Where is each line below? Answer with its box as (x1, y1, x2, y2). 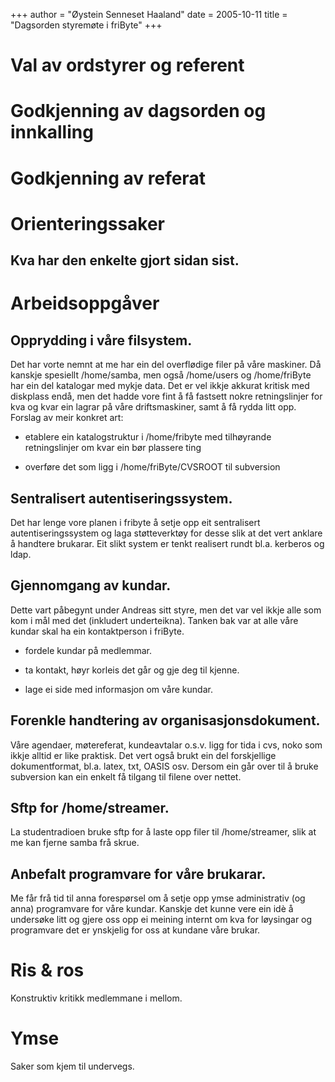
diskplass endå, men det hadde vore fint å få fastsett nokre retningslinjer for (10, 390, 323, 403)
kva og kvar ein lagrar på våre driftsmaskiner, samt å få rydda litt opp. (10, 401, 297, 413)
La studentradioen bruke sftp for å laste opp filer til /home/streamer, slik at (10, 826, 317, 838)
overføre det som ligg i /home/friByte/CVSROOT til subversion (24, 461, 281, 473)
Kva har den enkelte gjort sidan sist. (10, 252, 240, 269)
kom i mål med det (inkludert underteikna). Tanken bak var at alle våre (10, 614, 299, 626)
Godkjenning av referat (10, 167, 206, 189)
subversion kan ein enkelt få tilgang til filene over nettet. (10, 770, 242, 783)
